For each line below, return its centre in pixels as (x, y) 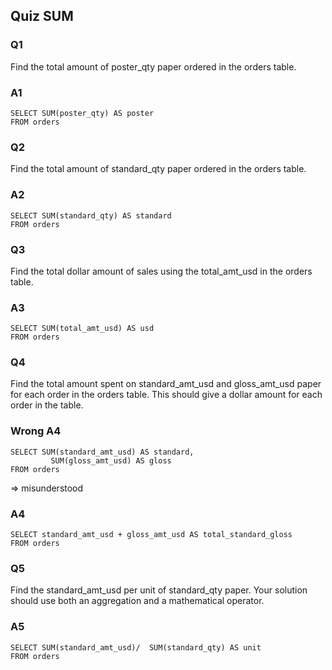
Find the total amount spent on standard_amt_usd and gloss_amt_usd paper (166, 384)
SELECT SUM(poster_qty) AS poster (82, 113)
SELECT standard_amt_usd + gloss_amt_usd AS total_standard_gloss (151, 535)
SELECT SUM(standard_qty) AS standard (91, 215)
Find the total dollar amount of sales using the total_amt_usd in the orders (161, 271)
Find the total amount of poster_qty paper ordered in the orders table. (153, 66)
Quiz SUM (42, 16)
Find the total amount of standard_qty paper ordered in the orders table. (158, 169)
